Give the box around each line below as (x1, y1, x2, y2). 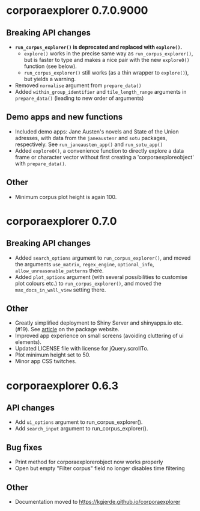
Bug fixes (6, 442, 43, 453)
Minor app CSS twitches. (14, 358, 77, 365)
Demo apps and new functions (6, 112, 123, 122)
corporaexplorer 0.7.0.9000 (6, 4, 148, 17)
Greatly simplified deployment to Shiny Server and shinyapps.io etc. (14, 319, 183, 326)
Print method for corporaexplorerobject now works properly (14, 458, 163, 466)
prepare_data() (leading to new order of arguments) (14, 94, 144, 102)
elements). (14, 338, 42, 346)
